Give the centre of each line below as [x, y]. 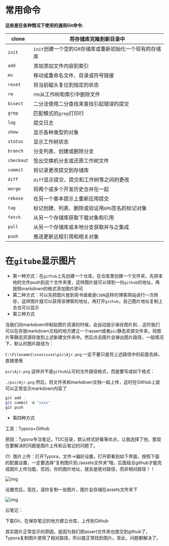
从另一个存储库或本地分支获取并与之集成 [81, 227]
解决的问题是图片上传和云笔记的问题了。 [56, 445]
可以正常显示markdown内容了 [36, 388]
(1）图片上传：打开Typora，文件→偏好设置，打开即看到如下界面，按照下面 [82, 456]
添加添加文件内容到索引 [61, 66]
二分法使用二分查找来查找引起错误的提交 [81, 104]
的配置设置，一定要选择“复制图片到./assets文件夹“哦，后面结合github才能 [81, 463]
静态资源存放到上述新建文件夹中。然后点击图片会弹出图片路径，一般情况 [89, 337]
